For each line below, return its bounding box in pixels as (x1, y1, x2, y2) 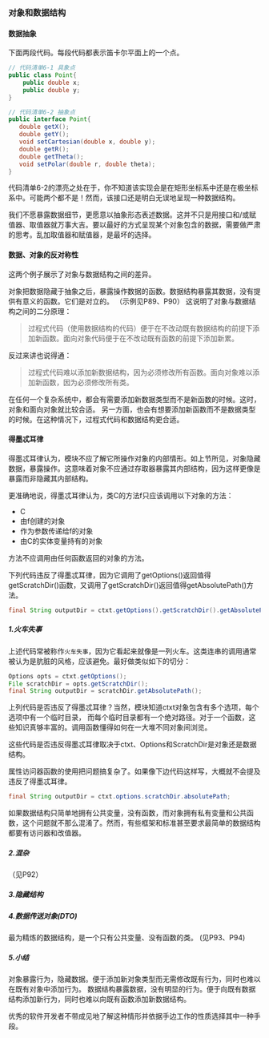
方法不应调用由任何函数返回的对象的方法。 (8, 553, 149, 562)
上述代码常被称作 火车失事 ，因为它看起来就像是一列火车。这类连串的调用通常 (8, 646, 257, 656)
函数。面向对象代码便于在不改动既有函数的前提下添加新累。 (42, 333, 239, 343)
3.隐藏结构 (8, 889, 44, 899)
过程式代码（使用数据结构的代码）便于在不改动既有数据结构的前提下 (27, 323, 253, 333)
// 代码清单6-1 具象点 (8, 64, 76, 72)
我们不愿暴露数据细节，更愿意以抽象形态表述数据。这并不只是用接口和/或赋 (8, 210, 257, 219)
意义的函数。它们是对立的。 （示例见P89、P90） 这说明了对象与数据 (22, 296, 250, 306)
